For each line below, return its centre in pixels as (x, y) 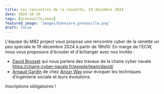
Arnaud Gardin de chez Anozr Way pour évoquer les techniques (76, 72)
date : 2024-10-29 (23, 14)
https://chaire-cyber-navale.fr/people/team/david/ (63, 67)
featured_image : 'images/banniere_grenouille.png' (58, 23)
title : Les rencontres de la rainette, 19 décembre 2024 (64, 9)
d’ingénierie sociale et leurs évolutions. (52, 77)
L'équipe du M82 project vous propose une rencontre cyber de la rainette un (82, 41)
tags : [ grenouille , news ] (30, 19)
